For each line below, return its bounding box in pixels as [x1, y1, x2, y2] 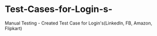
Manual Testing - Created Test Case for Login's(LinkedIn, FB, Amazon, [5, 20, 152, 26]
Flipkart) [5, 25, 22, 31]
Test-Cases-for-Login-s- [5, 3, 113, 15]
